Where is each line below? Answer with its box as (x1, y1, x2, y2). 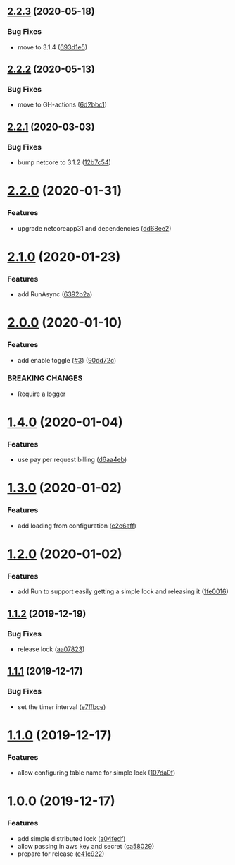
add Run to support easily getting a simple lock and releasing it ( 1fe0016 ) (17, 587, 229, 595)
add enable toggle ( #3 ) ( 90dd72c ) (17, 356, 117, 364)
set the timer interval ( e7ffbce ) (17, 702, 106, 711)
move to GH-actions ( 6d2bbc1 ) (17, 100, 108, 109)
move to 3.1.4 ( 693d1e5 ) (17, 42, 88, 52)
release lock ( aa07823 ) (17, 645, 85, 653)
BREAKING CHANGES (7, 373, 83, 383)
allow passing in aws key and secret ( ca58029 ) (17, 842, 155, 850)
